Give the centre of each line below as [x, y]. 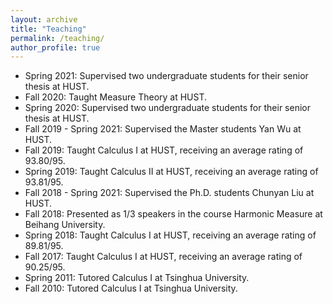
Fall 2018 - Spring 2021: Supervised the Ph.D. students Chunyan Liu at [169, 193]
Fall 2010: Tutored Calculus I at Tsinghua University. [131, 288]
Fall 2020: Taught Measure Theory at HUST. [116, 97]
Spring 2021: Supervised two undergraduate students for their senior [166, 76]
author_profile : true [55, 47]
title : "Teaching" [48, 29]
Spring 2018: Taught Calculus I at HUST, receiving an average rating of [170, 235]
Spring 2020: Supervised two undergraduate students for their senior [167, 108]
